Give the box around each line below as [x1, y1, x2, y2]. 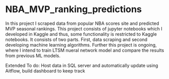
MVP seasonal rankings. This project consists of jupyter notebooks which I [5, 25, 162, 31]
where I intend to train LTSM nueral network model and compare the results [5, 47, 164, 53]
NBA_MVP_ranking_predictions [5, 4, 142, 15]
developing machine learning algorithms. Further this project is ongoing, [5, 42, 157, 48]
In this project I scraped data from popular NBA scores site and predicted [5, 20, 159, 26]
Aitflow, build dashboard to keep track [5, 67, 85, 74]
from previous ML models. [5, 52, 61, 59]
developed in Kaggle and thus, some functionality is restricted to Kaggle [5, 31, 157, 37]
